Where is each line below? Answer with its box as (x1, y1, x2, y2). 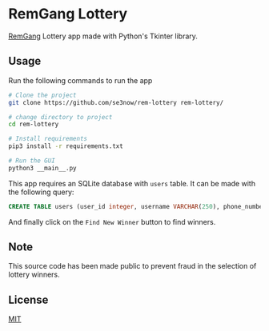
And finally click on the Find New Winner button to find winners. (8, 217, 216, 226)
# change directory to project (8, 113, 113, 121)
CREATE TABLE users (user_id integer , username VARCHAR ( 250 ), (8, 202, 220, 210)
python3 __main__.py (8, 164, 78, 172)
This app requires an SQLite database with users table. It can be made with (8, 178, 256, 188)
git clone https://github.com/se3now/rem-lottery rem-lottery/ (8, 98, 224, 106)
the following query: (8, 187, 74, 197)
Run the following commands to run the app (8, 75, 153, 85)
